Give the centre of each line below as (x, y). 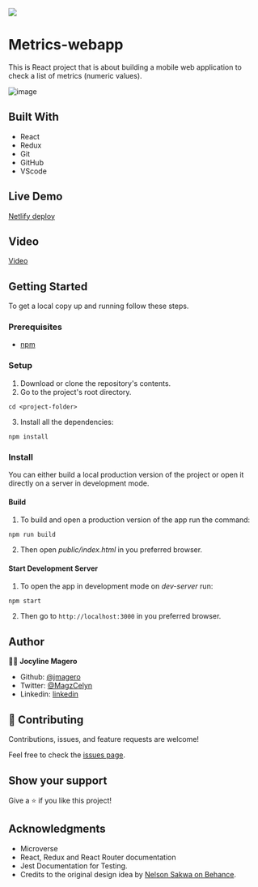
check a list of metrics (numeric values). (76, 75)
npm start (25, 601)
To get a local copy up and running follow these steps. (99, 306)
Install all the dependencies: (67, 422)
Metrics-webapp (66, 45)
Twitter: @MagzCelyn (56, 686)
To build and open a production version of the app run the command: (135, 520)
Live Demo (36, 197)
